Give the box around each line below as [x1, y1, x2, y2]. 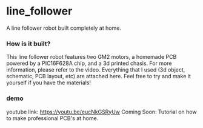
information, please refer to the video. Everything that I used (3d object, [6, 66, 185, 73]
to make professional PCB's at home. [6, 114, 99, 122]
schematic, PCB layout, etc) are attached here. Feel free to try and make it [6, 73, 191, 80]
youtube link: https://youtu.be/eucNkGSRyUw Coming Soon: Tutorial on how [6, 108, 197, 115]
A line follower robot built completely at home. [6, 24, 121, 32]
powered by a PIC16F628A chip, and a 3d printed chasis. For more [6, 59, 172, 67]
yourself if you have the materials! [6, 79, 92, 86]
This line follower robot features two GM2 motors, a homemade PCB [6, 53, 177, 61]
